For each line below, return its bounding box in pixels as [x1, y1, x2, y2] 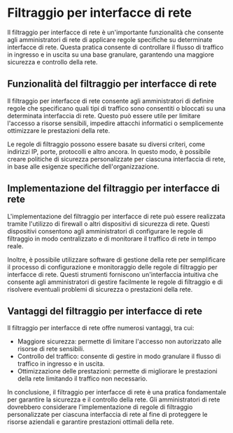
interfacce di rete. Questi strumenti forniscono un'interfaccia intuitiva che [7, 270, 219, 278]
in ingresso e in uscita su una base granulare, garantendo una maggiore [7, 50, 215, 59]
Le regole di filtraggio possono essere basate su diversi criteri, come [7, 140, 206, 148]
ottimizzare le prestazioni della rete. [7, 126, 111, 134]
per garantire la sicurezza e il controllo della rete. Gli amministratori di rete [7, 395, 220, 404]
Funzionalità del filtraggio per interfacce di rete [7, 78, 217, 90]
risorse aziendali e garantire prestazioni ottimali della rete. [7, 418, 174, 426]
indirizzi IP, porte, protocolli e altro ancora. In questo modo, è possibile [7, 147, 211, 155]
